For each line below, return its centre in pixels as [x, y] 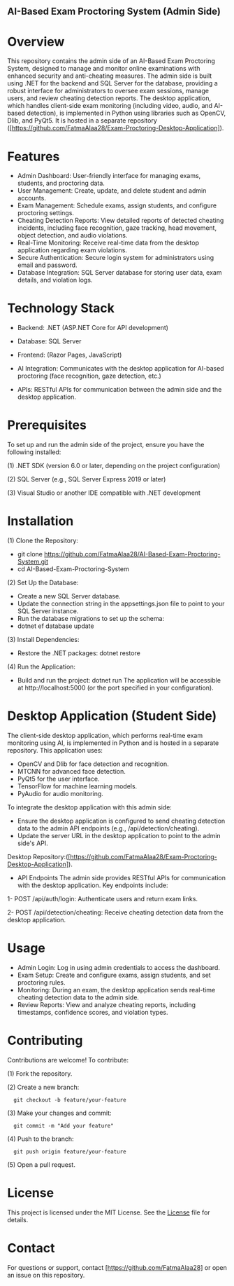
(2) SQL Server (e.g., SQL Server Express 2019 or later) [87, 479]
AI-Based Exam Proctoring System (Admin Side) [114, 12]
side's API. [33, 843]
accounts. [32, 198]
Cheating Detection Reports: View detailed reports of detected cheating [120, 221]
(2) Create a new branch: [43, 1087]
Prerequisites [47, 425]
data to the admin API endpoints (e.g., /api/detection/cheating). [108, 828]
